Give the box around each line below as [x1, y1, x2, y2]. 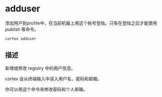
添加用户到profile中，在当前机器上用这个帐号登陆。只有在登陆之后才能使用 [5, 20, 158, 26]
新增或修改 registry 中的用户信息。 [5, 65, 76, 71]
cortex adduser [5, 36, 37, 41]
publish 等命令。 [5, 26, 39, 32]
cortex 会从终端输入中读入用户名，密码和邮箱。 [5, 76, 102, 82]
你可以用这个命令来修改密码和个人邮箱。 [5, 86, 88, 92]
